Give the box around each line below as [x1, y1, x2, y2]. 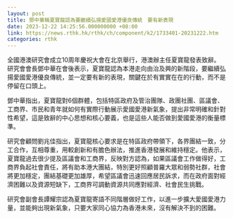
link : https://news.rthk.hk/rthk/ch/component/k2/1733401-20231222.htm [7, 29, 218, 37]
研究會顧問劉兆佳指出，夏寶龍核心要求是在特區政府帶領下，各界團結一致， [7, 137, 220, 145]
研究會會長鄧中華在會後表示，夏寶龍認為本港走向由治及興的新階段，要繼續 [7, 64, 220, 73]
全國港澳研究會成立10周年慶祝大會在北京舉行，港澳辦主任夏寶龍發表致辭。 [7, 56, 221, 64]
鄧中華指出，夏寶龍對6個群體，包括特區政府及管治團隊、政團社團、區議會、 [7, 96, 224, 105]
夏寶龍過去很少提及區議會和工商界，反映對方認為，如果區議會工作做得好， [7, 154, 220, 163]
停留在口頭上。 [7, 82, 50, 90]
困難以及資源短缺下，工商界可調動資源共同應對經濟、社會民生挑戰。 [12, 181, 208, 189]
